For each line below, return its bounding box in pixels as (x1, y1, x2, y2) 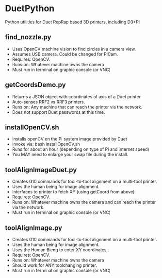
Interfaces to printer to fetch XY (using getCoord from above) (12, 189, 135, 195)
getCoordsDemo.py (5, 81, 66, 89)
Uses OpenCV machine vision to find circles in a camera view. (12, 46, 136, 52)
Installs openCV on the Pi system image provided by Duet (12, 136, 128, 142)
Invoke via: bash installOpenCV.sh (12, 141, 80, 147)
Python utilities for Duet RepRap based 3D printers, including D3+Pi (5, 19, 140, 25)
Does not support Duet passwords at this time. (12, 109, 105, 115)
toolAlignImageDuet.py (5, 166, 77, 174)
